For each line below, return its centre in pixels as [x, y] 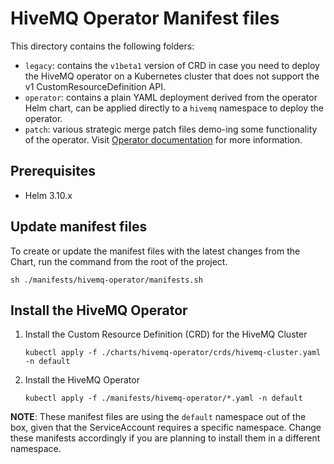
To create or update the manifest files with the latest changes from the [155, 251]
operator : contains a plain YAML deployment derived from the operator [171, 97]
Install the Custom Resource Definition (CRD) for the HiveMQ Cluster [166, 334]
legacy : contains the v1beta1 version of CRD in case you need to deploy [172, 65]
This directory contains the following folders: [102, 46]
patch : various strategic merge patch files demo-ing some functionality [171, 129]
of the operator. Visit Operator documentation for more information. [163, 139]
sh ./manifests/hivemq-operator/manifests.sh [106, 280]
